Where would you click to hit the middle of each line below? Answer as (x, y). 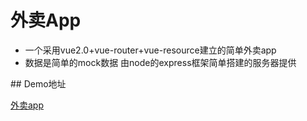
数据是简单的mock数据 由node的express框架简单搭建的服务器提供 (160, 62)
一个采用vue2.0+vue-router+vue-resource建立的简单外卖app (150, 50)
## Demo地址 (38, 83)
